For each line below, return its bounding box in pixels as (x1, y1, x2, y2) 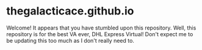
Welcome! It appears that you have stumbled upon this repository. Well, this (6, 24, 197, 31)
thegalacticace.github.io (6, 4, 134, 18)
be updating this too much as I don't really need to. (6, 37, 134, 44)
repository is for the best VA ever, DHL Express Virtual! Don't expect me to (6, 30, 193, 37)
